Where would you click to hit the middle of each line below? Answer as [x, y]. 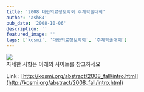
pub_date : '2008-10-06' [36, 23]
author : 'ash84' [27, 18]
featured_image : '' [31, 34]
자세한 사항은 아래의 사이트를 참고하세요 [53, 64]
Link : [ [15, 76]
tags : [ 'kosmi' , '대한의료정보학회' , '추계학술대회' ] [67, 40]
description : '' [27, 29]
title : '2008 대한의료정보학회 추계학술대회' [56, 12]
